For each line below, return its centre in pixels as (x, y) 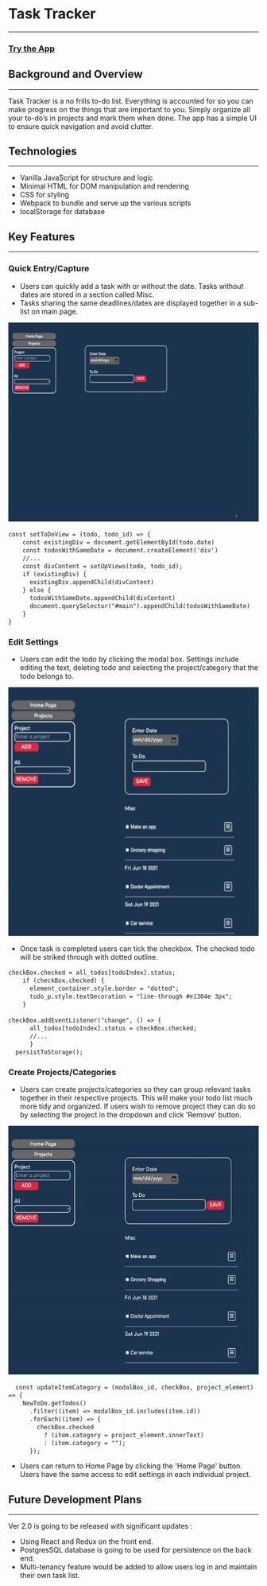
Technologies (43, 152)
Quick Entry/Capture (49, 269)
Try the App (32, 49)
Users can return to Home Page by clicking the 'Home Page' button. (131, 1466)
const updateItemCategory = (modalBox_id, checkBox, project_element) (135, 1388)
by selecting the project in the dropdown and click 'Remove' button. (131, 1115)
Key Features (42, 237)
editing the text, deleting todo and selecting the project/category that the (139, 667)
